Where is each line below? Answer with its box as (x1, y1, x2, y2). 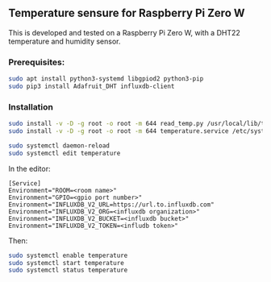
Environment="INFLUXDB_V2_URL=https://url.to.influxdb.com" (8, 201, 215, 209)
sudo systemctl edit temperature (8, 149, 121, 157)
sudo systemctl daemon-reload (8, 141, 110, 150)
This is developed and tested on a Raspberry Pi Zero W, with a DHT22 (8, 27, 240, 37)
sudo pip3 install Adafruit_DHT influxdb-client (8, 82, 175, 90)
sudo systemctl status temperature (8, 266, 128, 275)
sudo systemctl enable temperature (8, 251, 128, 259)
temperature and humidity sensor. (8, 36, 121, 46)
